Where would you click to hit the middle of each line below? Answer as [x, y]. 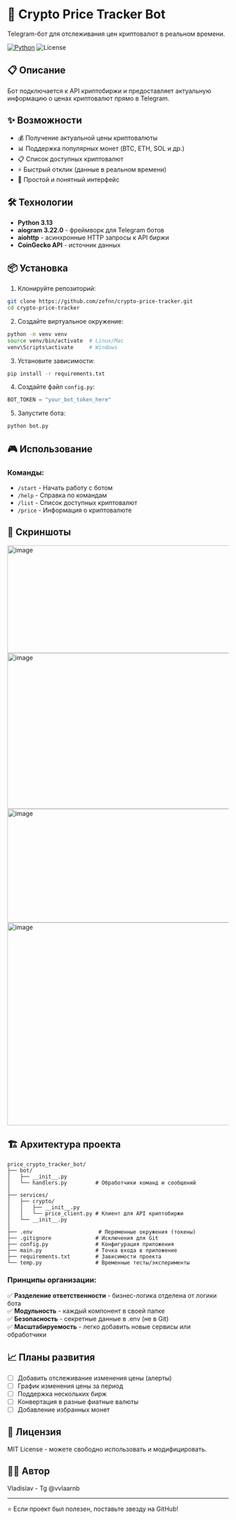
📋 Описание [37, 71]
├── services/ [28, 1195]
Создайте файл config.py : [56, 387]
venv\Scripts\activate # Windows [63, 347]
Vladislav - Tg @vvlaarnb [44, 1488]
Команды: [26, 472]
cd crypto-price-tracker [44, 308]
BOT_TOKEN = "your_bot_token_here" [59, 400]
